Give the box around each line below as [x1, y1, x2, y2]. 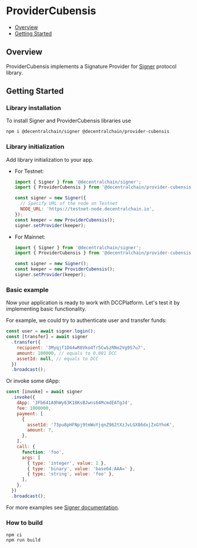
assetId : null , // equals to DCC [16, 355, 99, 361]
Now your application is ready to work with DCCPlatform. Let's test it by [6, 299, 181, 306]
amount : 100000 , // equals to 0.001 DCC [16, 350, 117, 356]
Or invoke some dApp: [6, 377, 61, 384]
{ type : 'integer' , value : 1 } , [27, 460, 107, 466]
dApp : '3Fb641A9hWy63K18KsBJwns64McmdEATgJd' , [16, 400, 133, 406]
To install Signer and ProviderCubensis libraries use [6, 117, 131, 125]
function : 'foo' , [21, 449, 65, 455]
